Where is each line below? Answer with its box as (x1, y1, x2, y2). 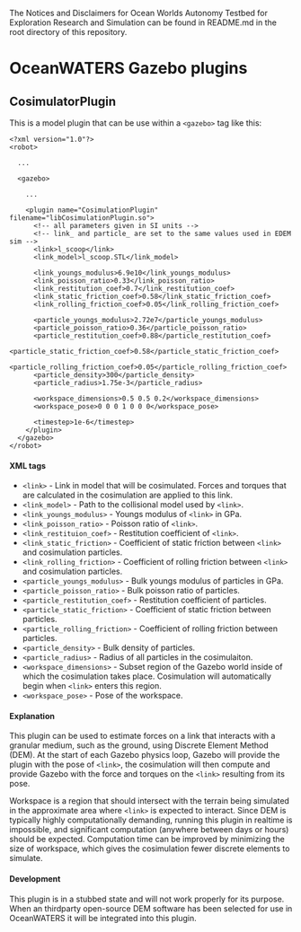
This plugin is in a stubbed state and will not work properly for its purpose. (9, 893, 285, 904)
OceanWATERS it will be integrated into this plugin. (9, 912, 198, 923)
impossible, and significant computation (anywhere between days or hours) (9, 824, 289, 835)
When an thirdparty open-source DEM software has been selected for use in (9, 902, 293, 914)
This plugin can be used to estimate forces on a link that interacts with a (9, 731, 276, 742)
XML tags (9, 460, 47, 470)
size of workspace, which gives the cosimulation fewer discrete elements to (9, 843, 290, 854)
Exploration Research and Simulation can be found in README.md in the (9, 17, 277, 28)
